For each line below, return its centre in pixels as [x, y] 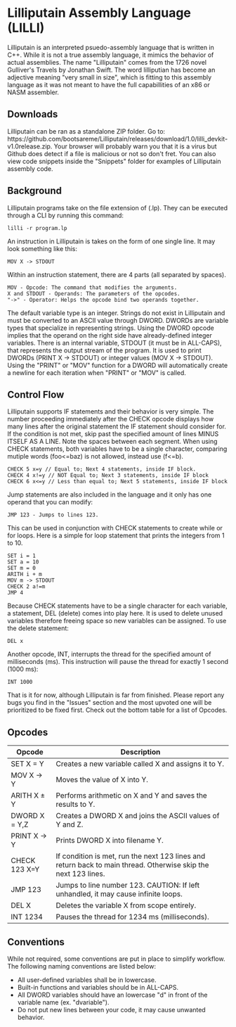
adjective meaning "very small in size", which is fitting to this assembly [110, 77]
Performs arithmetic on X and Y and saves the [131, 796]
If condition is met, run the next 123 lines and [131, 856]
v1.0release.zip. [30, 146]
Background [34, 191]
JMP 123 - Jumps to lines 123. [53, 515]
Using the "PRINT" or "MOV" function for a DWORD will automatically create [118, 365]
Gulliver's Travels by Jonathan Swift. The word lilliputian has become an [111, 70]
